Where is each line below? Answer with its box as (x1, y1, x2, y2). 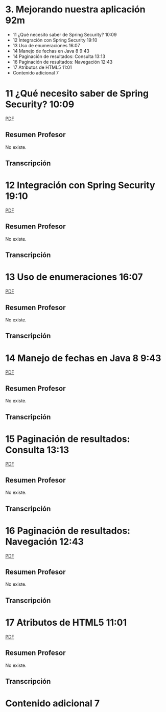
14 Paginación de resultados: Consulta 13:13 (12, 53, 106, 60)
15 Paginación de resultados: (5, 433, 130, 445)
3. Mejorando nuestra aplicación (5, 4, 146, 15)
